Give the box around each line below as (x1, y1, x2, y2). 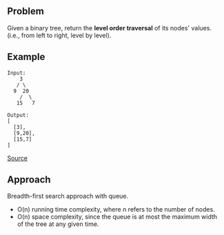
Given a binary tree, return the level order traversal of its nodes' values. (7, 23, 212, 32)
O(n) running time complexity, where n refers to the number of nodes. (17, 205, 215, 214)
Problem (7, 6, 45, 17)
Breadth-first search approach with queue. (7, 192, 129, 201)
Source (7, 154, 28, 162)
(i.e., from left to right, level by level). (7, 31, 112, 39)
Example (7, 51, 45, 63)
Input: (7, 69, 26, 76)
